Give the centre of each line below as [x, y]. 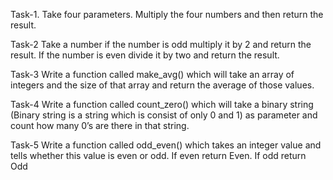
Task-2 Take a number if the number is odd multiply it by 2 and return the [161, 44]
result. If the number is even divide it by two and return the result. [145, 55]
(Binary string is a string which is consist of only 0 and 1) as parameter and [164, 115]
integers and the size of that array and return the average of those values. [162, 85]
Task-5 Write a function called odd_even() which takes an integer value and [166, 145]
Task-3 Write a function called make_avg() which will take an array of [152, 74]
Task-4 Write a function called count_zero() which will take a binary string [162, 104]
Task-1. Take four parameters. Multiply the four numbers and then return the [167, 14]
